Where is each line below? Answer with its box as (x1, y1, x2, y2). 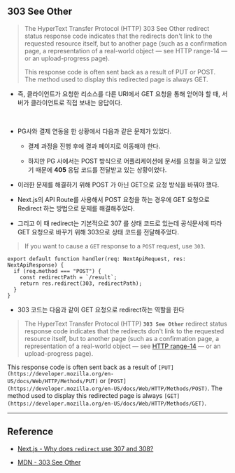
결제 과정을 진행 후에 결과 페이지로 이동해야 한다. (27, 142, 161, 150)
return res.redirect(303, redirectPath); (20, 280, 142, 287)
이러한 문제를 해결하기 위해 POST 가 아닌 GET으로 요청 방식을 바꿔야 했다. (17, 180, 220, 189)
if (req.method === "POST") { (13, 267, 101, 274)
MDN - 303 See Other (17, 458, 81, 466)
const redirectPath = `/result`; (20, 274, 117, 281)
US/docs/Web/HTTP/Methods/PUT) (7, 378, 99, 385)
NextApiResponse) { (7, 261, 64, 269)
